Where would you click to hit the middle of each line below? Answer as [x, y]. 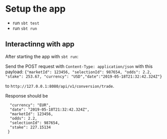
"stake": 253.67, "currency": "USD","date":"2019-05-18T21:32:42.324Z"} [84, 77]
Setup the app [36, 9]
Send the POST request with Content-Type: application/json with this [79, 66]
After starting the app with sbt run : [42, 56]
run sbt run [25, 28]
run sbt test [26, 23]
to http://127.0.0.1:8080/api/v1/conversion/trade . [60, 86]
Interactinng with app [40, 44]
